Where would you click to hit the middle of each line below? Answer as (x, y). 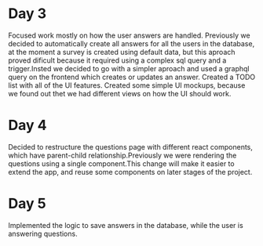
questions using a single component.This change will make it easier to (121, 163)
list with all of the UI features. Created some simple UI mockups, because (127, 85)
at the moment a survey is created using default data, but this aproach (122, 52)
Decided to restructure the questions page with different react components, (131, 147)
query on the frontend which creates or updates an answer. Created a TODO (132, 77)
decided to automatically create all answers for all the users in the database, (131, 43)
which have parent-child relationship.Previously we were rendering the (122, 155)
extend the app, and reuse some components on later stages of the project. (130, 172)
